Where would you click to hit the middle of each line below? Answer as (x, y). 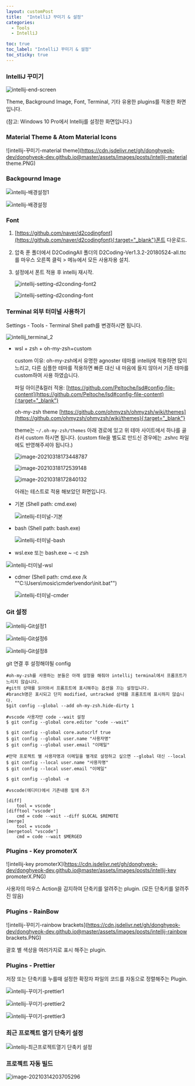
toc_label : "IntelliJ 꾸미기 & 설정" (49, 50)
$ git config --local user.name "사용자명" (57, 762)
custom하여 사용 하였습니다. (47, 375)
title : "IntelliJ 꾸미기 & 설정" (45, 17)
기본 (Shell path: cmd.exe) (46, 504)
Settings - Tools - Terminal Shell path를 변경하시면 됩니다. (74, 326)
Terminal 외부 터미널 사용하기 (46, 312)
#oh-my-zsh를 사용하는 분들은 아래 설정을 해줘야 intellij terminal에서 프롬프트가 (97, 675)
